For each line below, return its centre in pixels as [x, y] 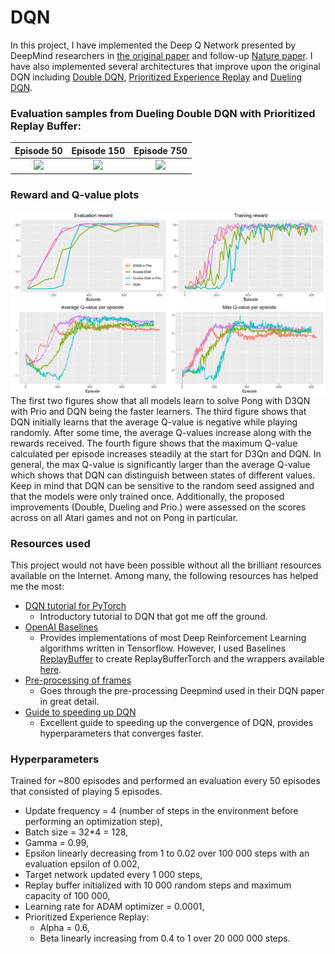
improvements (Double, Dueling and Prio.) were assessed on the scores [158, 507]
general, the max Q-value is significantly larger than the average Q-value [160, 464]
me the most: [37, 586]
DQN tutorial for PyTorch [75, 605]
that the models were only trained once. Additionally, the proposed [147, 496]
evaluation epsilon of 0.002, [82, 864]
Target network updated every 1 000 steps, [113, 875]
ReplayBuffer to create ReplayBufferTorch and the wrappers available [182, 658]
